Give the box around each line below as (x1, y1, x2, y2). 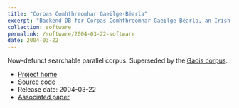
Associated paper (17, 93, 70, 102)
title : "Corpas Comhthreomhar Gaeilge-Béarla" (7, 10, 148, 18)
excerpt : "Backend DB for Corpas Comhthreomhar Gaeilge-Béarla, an (7, 17, 212, 24)
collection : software (7, 23, 72, 31)
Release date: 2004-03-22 (17, 85, 97, 94)
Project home (17, 70, 58, 79)
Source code (17, 77, 55, 86)
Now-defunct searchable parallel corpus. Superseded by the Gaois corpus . (7, 56, 228, 65)
